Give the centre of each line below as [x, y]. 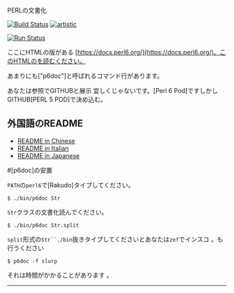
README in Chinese [46, 141]
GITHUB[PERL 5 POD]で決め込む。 [57, 99]
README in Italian [43, 148]
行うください [25, 248]
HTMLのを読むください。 [49, 61]
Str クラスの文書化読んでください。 [57, 212]
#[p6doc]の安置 [30, 170]
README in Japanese [48, 155]
